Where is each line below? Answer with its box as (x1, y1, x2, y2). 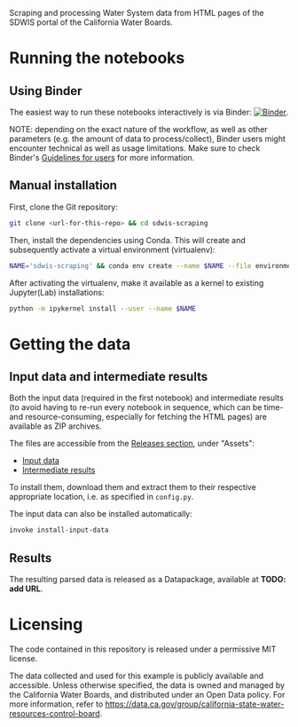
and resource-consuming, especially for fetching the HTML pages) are (9, 412, 268, 423)
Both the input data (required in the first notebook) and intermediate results (9, 392, 284, 403)
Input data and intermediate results (9, 369, 208, 384)
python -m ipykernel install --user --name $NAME (9, 304, 197, 313)
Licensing (9, 614, 83, 635)
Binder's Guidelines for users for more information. (9, 153, 195, 162)
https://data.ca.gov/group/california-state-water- (105, 699, 285, 709)
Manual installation (9, 178, 118, 194)
